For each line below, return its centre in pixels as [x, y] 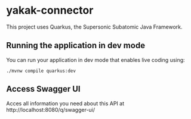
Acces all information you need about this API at [65, 103]
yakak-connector [50, 10]
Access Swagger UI [43, 89]
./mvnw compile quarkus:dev [41, 71]
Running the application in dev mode [76, 46]
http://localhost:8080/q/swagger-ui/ [51, 109]
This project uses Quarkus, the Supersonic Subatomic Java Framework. [94, 27]
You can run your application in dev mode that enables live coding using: [95, 59]
